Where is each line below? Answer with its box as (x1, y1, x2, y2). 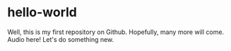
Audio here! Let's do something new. (7, 35, 114, 43)
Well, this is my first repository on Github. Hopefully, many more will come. (7, 28, 225, 36)
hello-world (7, 4, 78, 21)
